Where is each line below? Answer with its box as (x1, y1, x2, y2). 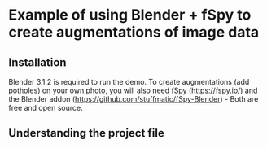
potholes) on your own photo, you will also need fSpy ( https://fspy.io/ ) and (8, 85, 258, 95)
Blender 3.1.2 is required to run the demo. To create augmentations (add (8, 77, 250, 86)
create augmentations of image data (8, 23, 260, 41)
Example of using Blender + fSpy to (8, 6, 252, 24)
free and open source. (8, 103, 83, 112)
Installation (8, 55, 67, 69)
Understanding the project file (8, 126, 164, 140)
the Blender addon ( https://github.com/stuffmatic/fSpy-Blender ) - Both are (8, 94, 259, 103)
